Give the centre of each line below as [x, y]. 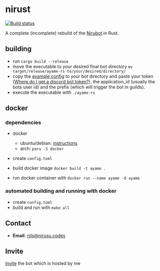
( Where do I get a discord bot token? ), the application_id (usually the [84, 81]
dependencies [23, 123]
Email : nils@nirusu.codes [39, 235]
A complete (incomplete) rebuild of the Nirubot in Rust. [62, 33]
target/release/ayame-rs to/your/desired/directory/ [69, 71]
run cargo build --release [40, 61]
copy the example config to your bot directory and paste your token [83, 76]
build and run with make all [41, 207]
